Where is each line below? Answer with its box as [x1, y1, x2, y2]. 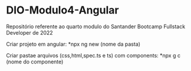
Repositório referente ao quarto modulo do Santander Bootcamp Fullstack [6, 23, 186, 30]
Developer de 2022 [6, 29, 53, 36]
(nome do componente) [6, 58, 64, 65]
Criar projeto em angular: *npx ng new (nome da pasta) [6, 40, 140, 48]
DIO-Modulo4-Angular [6, 4, 119, 17]
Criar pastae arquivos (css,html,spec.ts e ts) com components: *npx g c [6, 52, 181, 59]
